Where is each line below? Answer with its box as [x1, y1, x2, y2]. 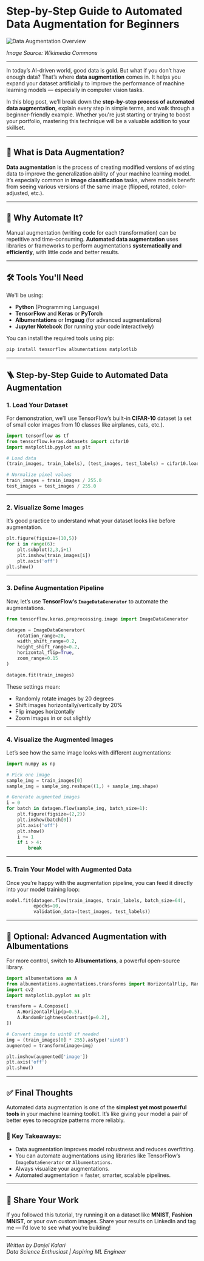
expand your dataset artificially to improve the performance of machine [6, 79, 185, 87]
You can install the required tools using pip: [6, 335, 115, 342]
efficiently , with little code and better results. [6, 248, 120, 255]
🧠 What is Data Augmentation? [6, 147, 125, 158]
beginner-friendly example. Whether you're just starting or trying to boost [6, 111, 191, 118]
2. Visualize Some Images [6, 503, 84, 511]
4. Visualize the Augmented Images [6, 735, 114, 744]
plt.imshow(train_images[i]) [17, 552, 91, 558]
